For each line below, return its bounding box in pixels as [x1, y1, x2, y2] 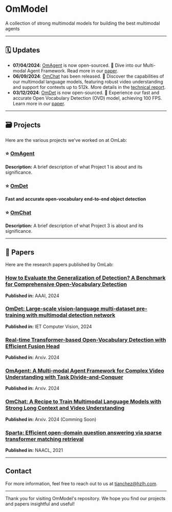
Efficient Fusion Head [5, 342, 60, 350]
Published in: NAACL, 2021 [5, 447, 63, 453]
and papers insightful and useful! [5, 501, 75, 507]
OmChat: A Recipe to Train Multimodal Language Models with [5, 398, 162, 405]
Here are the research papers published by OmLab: [5, 262, 114, 268]
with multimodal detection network [26, 312, 116, 319]
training [5, 312, 26, 319]
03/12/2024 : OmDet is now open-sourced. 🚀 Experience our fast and [12, 89, 160, 96]
